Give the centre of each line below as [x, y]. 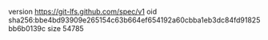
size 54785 [66, 28]
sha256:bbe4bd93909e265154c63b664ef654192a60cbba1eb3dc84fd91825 [134, 20]
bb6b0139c [27, 28]
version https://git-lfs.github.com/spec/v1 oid [83, 12]
